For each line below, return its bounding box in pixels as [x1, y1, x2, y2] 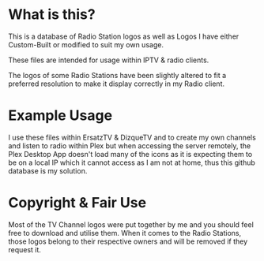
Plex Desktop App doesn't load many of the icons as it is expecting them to [8, 149, 253, 158]
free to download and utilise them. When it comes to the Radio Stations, [8, 228, 242, 237]
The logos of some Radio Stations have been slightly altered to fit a [8, 70, 227, 80]
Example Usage [8, 106, 113, 125]
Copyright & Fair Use [8, 194, 147, 212]
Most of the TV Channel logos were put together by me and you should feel [8, 219, 255, 229]
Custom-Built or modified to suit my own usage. [8, 39, 164, 49]
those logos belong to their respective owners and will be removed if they [8, 237, 248, 246]
